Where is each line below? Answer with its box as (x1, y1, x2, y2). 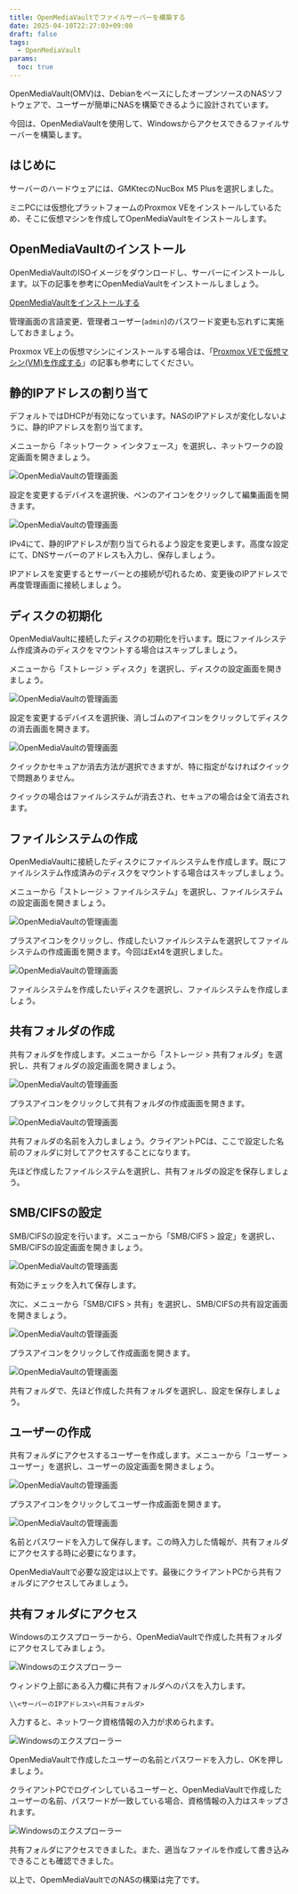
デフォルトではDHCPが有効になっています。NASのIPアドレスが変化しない (9, 411, 280, 421)
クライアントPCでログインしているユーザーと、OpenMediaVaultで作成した (9, 1785, 283, 1795)
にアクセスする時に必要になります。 (9, 1548, 141, 1559)
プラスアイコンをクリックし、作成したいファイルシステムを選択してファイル (9, 935, 289, 945)
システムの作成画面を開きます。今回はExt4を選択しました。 (9, 946, 228, 957)
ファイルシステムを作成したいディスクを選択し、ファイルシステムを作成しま (9, 983, 289, 994)
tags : (9, 37, 29, 47)
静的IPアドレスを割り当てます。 (32, 421, 149, 432)
